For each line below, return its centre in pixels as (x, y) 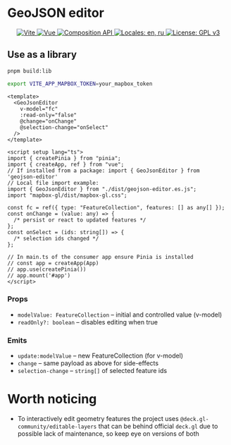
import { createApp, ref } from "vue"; (66, 164)
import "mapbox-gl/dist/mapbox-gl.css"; (68, 195)
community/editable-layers (57, 427)
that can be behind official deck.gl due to (158, 426)
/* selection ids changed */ (56, 238)
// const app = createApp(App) (53, 263)
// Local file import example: (53, 183)
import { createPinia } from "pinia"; (64, 158)
